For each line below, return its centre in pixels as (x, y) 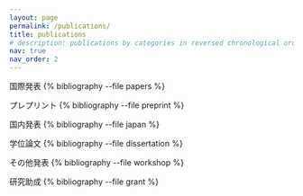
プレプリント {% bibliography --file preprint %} (97, 105)
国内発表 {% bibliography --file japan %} (85, 124)
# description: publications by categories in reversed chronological (145, 43)
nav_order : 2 (34, 59)
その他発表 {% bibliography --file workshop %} (97, 162)
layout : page (34, 18)
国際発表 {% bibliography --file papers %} (87, 86)
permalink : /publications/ (60, 26)
